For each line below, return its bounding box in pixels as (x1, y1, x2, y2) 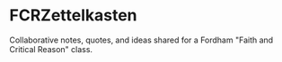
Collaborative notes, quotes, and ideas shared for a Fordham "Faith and (9, 35, 274, 45)
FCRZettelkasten (9, 5, 137, 26)
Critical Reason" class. (9, 43, 93, 54)
